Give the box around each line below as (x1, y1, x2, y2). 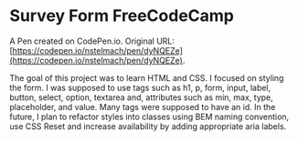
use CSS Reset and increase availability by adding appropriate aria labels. (9, 120, 287, 132)
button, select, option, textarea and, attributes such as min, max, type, (9, 92, 274, 103)
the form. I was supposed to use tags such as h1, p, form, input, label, (9, 82, 271, 93)
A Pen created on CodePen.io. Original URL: (9, 35, 176, 46)
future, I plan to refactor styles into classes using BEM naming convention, (9, 111, 290, 122)
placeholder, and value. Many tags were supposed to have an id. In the (9, 101, 276, 112)
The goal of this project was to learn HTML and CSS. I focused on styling (9, 72, 284, 83)
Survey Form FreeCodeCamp (9, 5, 235, 26)
